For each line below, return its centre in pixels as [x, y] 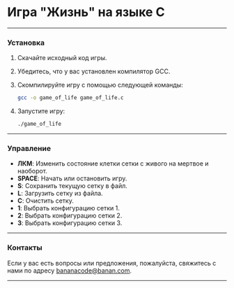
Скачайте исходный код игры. [62, 58]
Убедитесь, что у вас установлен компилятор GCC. [94, 71]
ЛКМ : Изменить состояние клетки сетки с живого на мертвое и [113, 164]
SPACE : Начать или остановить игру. [72, 178]
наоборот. [32, 171]
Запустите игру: [41, 111]
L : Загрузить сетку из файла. [60, 194]
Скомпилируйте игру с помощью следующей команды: [100, 85]
